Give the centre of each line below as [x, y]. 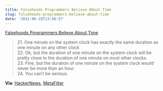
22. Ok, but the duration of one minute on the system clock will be [84, 53]
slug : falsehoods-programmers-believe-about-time [57, 14]
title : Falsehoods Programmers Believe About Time [58, 10]
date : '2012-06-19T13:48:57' [35, 19]
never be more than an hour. [46, 68]
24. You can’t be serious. [42, 74]
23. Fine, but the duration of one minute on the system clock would [85, 63]
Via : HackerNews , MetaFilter [35, 83]
